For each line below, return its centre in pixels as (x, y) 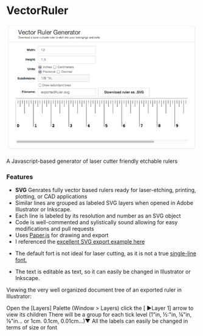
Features (20, 177)
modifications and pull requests (54, 228)
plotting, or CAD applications (51, 196)
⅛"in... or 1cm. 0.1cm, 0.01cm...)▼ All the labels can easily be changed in (97, 321)
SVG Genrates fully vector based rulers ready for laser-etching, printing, (105, 190)
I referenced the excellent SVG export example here (80, 241)
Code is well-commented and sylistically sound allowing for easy (96, 222)
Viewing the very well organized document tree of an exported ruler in (94, 290)
